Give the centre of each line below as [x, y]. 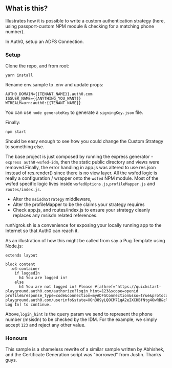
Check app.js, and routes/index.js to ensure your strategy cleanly [81, 210]
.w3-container [25, 269]
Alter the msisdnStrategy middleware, [52, 199]
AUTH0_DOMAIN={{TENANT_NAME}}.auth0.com [49, 94]
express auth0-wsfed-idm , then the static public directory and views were [82, 162]
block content [20, 264]
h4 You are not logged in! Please [56, 287]
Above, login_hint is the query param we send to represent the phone [79, 314]
